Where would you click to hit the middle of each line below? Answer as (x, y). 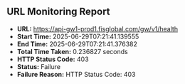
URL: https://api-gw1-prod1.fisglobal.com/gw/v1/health (97, 28)
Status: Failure (39, 66)
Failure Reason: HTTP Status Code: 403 (76, 74)
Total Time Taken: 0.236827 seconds (73, 51)
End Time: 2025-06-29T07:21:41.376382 (77, 44)
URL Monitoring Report (59, 12)
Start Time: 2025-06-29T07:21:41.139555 (78, 36)
